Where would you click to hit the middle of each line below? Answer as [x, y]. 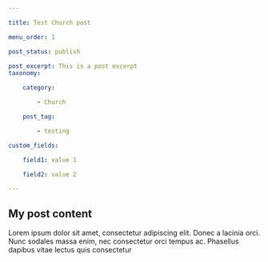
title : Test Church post [50, 22]
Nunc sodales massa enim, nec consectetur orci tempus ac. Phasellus [124, 241]
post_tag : [39, 117]
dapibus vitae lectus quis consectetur [70, 250]
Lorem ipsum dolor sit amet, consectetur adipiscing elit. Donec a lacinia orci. [134, 233]
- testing [53, 131]
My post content [50, 214]
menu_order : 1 [32, 37]
